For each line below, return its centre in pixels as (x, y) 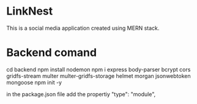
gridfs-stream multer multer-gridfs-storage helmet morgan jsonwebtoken (98, 76)
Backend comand (51, 53)
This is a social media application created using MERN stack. (83, 28)
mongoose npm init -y (34, 82)
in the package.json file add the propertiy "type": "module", (81, 94)
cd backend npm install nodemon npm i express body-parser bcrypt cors (98, 69)
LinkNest (30, 11)
